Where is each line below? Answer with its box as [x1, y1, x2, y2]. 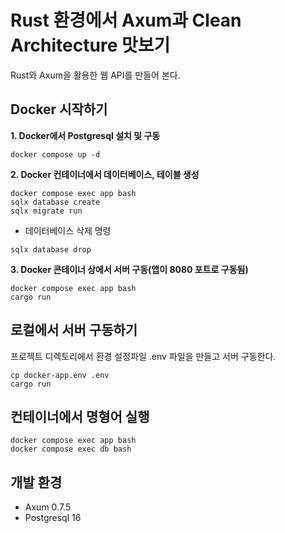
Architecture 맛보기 [10, 34, 171, 57]
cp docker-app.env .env [10, 370, 110, 380]
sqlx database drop [10, 244, 92, 255]
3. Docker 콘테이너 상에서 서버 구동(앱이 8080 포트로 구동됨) [10, 263, 249, 275]
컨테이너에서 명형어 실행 [10, 408, 150, 425]
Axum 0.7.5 [24, 501, 72, 513]
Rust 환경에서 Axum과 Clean [10, 9, 242, 32]
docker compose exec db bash [10, 444, 132, 455]
